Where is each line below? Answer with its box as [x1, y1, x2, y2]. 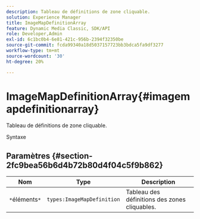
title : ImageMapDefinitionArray [6, 20, 86, 26]
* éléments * [9, 195, 42, 203]
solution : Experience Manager [6, 14, 82, 20]
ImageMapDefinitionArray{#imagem [6, 90, 190, 103]
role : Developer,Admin [6, 31, 62, 37]
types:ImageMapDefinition [46, 196, 120, 203]
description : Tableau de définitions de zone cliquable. [6, 8, 151, 15]
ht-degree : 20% [6, 58, 44, 64]
